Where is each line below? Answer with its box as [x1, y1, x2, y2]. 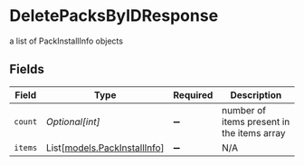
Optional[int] [45, 115, 100, 128]
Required [173, 88, 214, 101]
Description [230, 88, 282, 101]
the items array [221, 126, 286, 139]
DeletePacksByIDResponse [9, 5, 219, 26]
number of [221, 103, 267, 116]
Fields [9, 62, 45, 77]
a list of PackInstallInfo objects [9, 35, 124, 46]
